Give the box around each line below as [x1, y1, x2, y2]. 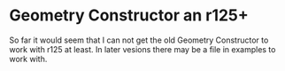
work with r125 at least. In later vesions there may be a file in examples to [9, 43, 276, 54]
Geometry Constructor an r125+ [9, 5, 250, 26]
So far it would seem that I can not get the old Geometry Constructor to [9, 35, 269, 45]
